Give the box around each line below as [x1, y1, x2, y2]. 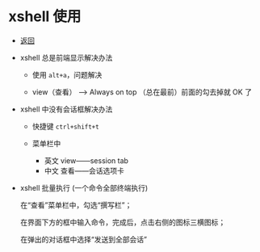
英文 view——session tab [44, 155, 129, 166]
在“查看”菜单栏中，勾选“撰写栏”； [19, 199, 132, 210]
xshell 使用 [8, 7, 82, 26]
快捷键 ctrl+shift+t [31, 121, 99, 131]
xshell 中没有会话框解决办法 [19, 104, 113, 114]
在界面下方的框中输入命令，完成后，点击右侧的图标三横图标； [19, 217, 226, 227]
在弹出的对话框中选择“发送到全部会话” [19, 234, 148, 244]
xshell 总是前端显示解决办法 [19, 52, 113, 62]
